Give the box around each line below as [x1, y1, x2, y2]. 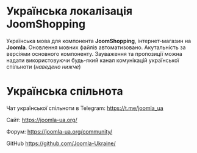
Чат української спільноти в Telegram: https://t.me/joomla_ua [6, 104, 163, 112]
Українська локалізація [6, 4, 133, 18]
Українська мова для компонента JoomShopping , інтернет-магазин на [6, 37, 192, 44]
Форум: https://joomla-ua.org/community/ [6, 127, 113, 135]
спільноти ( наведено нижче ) [6, 63, 81, 70]
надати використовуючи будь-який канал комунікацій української [6, 56, 179, 64]
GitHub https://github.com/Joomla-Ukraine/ [6, 140, 116, 147]
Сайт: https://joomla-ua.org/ [6, 116, 77, 123]
